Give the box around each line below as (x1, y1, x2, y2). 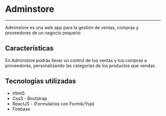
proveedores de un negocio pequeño (5, 30, 81, 36)
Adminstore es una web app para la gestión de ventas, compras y (5, 24, 139, 30)
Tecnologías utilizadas (5, 77, 76, 85)
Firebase (12, 106, 31, 112)
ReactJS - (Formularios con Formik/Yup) (12, 101, 95, 107)
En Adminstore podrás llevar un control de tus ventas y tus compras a (5, 57, 147, 63)
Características (5, 44, 54, 53)
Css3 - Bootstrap (12, 95, 47, 101)
